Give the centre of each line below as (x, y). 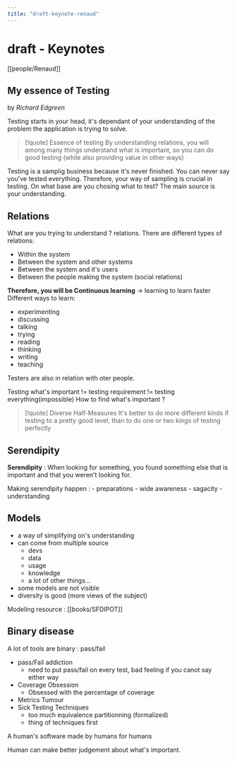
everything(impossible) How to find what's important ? (86, 400)
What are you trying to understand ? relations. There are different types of (115, 233)
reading (29, 342)
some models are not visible (59, 588)
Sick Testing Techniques (53, 707)
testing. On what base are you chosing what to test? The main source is (111, 186)
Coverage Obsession (48, 685)
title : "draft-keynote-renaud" (53, 14)
